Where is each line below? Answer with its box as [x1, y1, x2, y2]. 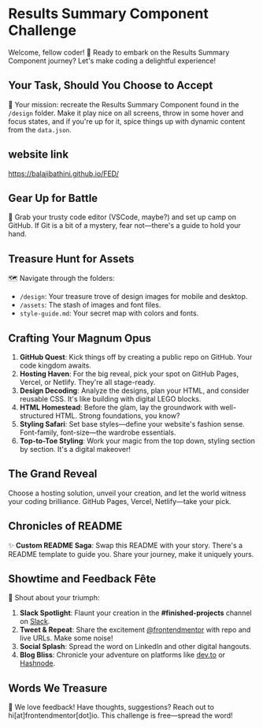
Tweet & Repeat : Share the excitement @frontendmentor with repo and [19, 625, 251, 635]
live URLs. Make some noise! [19, 633, 113, 643]
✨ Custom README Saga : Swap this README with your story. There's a [8, 540, 243, 550]
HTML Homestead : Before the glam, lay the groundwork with [19, 403, 219, 412]
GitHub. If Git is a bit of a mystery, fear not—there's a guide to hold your [8, 221, 242, 230]
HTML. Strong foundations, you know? [54, 411, 180, 420]
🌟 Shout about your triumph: [8, 593, 100, 603]
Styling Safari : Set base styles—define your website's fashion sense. [19, 420, 246, 428]
